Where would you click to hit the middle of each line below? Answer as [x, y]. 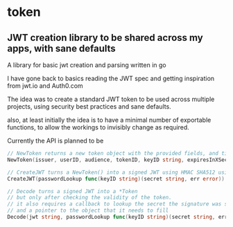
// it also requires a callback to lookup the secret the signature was [114, 204]
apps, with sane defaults [61, 48]
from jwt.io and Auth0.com [45, 86]
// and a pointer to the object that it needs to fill [88, 211]
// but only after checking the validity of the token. [89, 198]
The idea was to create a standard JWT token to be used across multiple [111, 99]
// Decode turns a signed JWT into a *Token [72, 191]
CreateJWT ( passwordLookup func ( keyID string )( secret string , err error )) [116, 179]
